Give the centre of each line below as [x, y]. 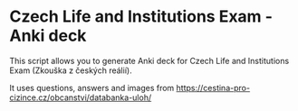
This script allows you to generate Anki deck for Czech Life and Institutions [149, 60]
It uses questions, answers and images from [92, 88]
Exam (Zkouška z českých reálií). [71, 70]
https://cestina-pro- [213, 88]
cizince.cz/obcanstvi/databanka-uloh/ [81, 97]
